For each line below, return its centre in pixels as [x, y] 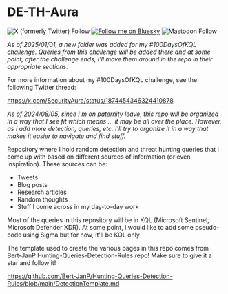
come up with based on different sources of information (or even [99, 157]
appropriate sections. [38, 66]
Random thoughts [42, 199]
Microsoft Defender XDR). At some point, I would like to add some [101, 227]
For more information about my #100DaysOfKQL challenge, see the [102, 79]
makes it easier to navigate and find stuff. [66, 136]
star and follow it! [32, 262]
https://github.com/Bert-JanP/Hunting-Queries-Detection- [90, 276]
